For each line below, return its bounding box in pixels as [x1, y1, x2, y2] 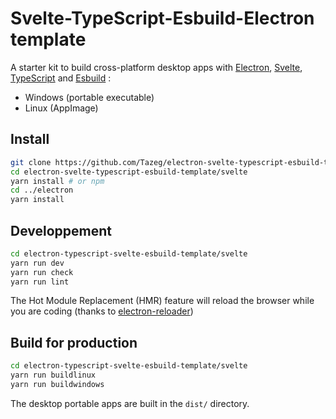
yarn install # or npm [10, 176, 105, 186]
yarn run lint [10, 277, 70, 287]
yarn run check [10, 267, 74, 277]
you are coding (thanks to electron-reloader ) [10, 305, 194, 317]
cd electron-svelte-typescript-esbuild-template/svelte [10, 167, 248, 177]
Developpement [10, 222, 113, 239]
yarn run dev [10, 258, 65, 268]
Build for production [10, 334, 138, 351]
